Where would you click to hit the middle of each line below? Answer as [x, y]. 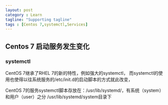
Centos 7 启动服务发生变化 [47, 46]
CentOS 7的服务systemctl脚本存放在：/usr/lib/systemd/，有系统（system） [85, 90]
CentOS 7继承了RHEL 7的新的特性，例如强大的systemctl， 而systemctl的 [82, 73]
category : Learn [24, 15]
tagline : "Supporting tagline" [39, 19]
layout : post [19, 10]
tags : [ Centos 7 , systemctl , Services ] [46, 24]
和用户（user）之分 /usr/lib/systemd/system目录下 [58, 97]
